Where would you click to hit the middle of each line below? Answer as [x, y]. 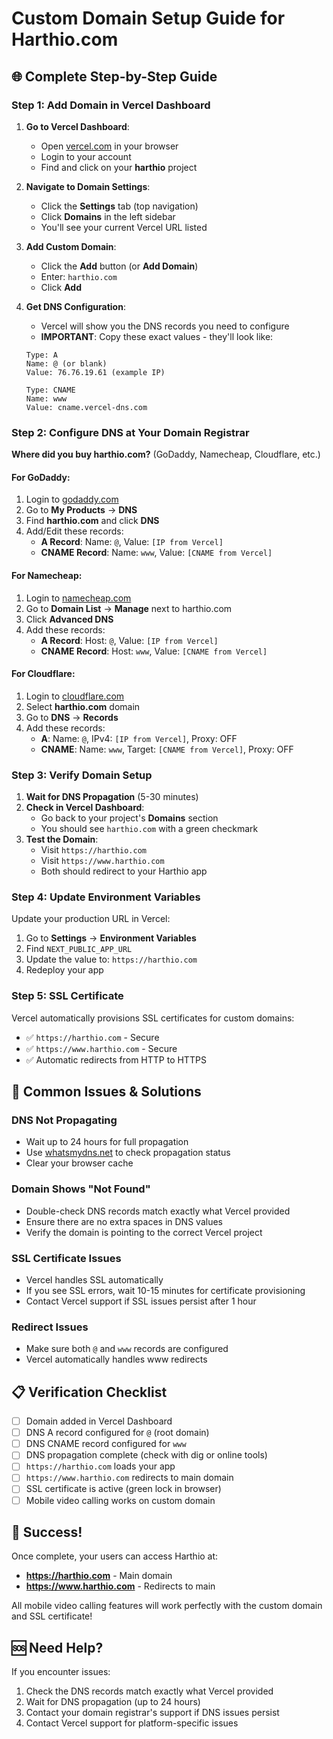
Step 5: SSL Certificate [67, 996]
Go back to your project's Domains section [129, 818]
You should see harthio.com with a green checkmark [149, 829]
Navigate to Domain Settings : [88, 186]
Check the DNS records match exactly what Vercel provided [149, 1691]
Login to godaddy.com [72, 499]
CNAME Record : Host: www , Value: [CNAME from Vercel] [154, 651]
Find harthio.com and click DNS [92, 521]
